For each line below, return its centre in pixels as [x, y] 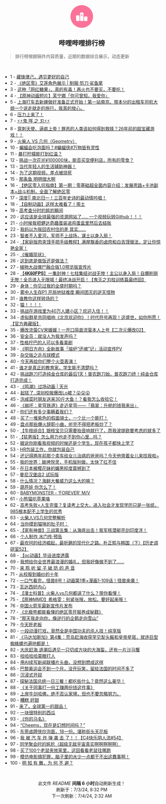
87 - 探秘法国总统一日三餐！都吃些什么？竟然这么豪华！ [67, 681]
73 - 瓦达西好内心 [28, 587]
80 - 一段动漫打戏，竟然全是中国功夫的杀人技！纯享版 [65, 630]
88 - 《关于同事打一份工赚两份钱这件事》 [52, 687]
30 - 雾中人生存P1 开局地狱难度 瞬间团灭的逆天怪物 [62, 292]
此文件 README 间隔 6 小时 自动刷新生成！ [82, 783]
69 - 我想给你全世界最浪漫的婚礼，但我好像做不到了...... [67, 561]
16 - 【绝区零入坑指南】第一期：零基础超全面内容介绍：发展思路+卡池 [82, 185]
